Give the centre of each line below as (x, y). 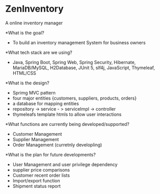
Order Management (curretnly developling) (57, 145)
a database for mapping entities (46, 103)
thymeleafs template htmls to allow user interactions (67, 114)
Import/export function (36, 180)
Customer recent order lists (41, 175)
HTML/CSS (24, 73)
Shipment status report (36, 186)
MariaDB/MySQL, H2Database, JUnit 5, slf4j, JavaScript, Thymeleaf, (84, 68)
